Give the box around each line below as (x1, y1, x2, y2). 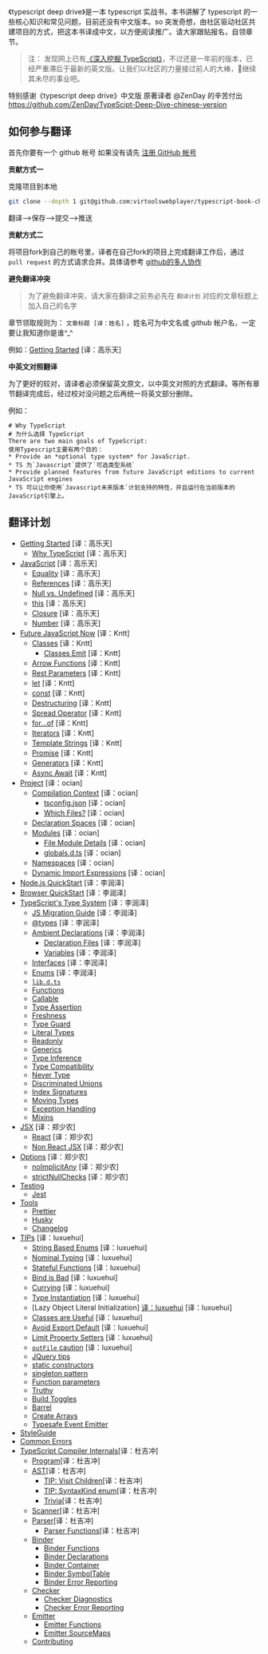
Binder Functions (43, 1543, 100, 1553)
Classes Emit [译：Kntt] (43, 648, 121, 657)
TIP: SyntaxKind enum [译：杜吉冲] (43, 1485, 157, 1495)
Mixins (31, 1113, 54, 1122)
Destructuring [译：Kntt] (31, 698, 112, 708)
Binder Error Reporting (43, 1577, 118, 1587)
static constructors (31, 1360, 94, 1370)
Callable (31, 994, 59, 1003)
